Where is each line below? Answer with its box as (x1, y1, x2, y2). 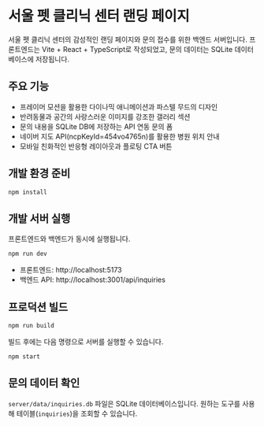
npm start (8, 352, 41, 361)
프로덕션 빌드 (8, 300, 69, 313)
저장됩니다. (35, 54, 69, 64)
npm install (8, 188, 47, 196)
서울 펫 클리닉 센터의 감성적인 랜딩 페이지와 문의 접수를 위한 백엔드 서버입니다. (8, 35, 248, 44)
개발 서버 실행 (8, 212, 71, 225)
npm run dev (8, 250, 47, 258)
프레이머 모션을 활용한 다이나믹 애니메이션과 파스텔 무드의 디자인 (19, 102, 218, 111)
